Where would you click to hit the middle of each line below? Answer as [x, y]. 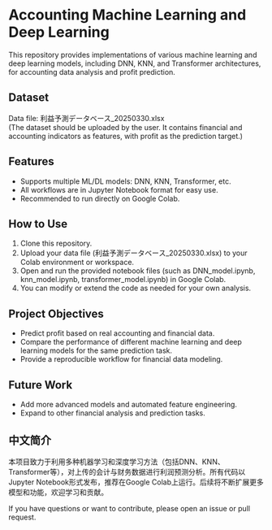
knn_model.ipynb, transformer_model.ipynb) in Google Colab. [123, 280]
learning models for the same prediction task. [96, 350]
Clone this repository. [56, 243]
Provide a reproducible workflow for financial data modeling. [121, 359]
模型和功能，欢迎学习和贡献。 [58, 492]
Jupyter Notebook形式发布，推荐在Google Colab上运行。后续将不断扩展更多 [136, 482]
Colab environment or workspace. [77, 263]
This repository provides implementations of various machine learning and [133, 54]
